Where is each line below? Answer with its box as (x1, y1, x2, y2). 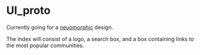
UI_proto (6, 4, 50, 18)
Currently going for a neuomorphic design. (6, 24, 114, 31)
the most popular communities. (6, 42, 84, 49)
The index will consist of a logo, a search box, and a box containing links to (6, 35, 195, 42)
